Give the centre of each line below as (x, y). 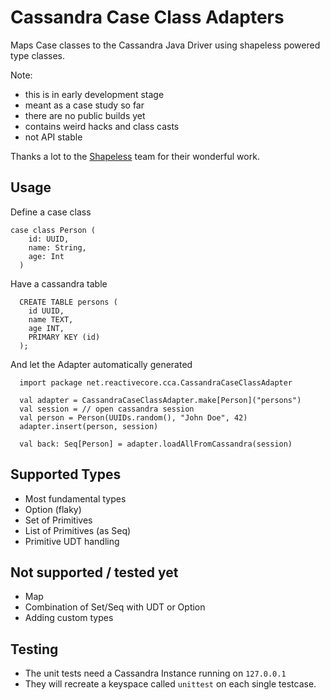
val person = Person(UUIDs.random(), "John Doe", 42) (133, 417)
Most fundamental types (75, 498)
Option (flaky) (53, 509)
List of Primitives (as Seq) (78, 530)
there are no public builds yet (85, 115)
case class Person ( (53, 230)
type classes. (38, 55)
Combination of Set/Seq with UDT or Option (115, 607)
